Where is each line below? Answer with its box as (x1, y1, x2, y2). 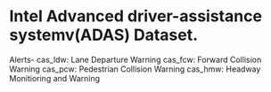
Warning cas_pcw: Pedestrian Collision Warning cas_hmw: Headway (9, 64, 261, 74)
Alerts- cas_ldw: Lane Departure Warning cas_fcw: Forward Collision (9, 54, 262, 65)
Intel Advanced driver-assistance (9, 6, 263, 27)
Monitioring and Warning (9, 73, 101, 83)
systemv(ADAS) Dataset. (9, 25, 199, 45)
